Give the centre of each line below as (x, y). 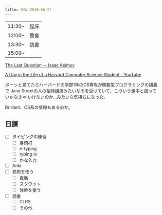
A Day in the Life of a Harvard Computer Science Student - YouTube (73, 74)
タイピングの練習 (29, 137)
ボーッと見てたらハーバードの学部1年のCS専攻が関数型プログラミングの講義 (81, 85)
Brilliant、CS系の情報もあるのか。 (39, 107)
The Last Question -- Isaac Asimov (40, 65)
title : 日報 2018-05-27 (28, 10)
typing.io (28, 154)
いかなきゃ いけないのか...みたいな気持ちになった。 (57, 97)
